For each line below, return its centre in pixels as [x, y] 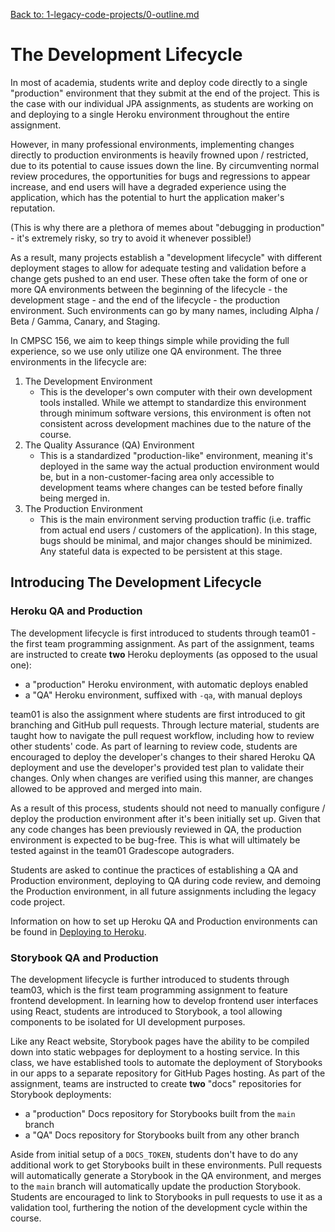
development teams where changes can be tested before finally [171, 487]
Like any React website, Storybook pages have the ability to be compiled [160, 1041]
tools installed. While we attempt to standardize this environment [173, 402]
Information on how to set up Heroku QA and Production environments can [164, 921]
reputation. [33, 208]
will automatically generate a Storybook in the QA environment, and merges [166, 1175]
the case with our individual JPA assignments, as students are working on [162, 103]
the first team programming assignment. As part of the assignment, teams [162, 643]
